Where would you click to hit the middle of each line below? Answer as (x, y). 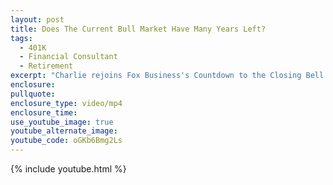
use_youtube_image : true (62, 122)
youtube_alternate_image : (64, 131)
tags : (21, 38)
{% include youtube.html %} (68, 169)
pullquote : (33, 94)
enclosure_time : (44, 112)
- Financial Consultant (68, 57)
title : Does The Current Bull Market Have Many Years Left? (138, 29)
